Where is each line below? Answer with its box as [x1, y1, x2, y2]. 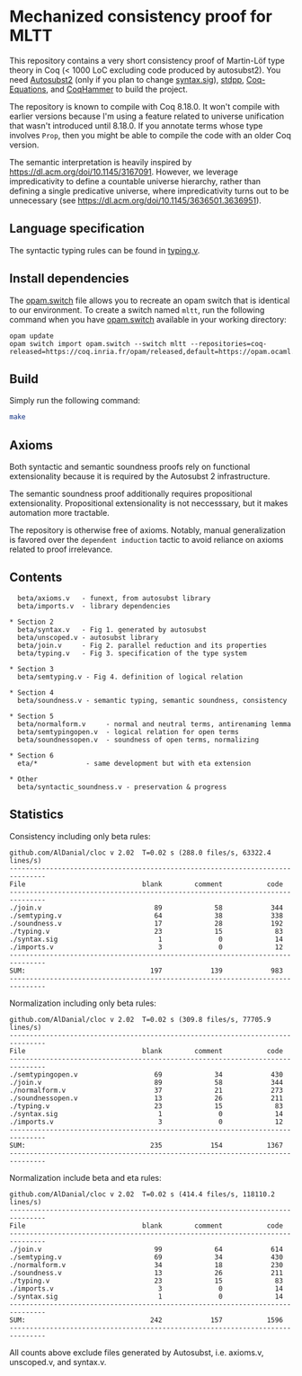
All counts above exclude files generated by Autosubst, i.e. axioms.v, [9, 1346, 264, 1358]
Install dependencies [9, 271, 129, 287]
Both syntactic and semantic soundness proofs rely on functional [9, 461, 251, 473]
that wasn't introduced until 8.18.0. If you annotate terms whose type [9, 120, 263, 131]
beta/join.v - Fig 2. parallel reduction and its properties [17, 641, 268, 650]
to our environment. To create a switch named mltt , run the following [9, 304, 265, 315]
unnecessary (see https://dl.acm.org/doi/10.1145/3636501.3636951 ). [9, 195, 262, 206]
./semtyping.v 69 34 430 [9, 1252, 283, 1262]
